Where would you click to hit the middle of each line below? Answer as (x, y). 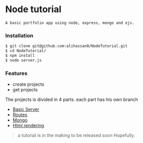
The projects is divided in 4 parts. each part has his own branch (71, 99)
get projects (25, 90)
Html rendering (28, 126)
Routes (20, 115)
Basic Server (26, 110)
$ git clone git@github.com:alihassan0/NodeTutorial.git (66, 46)
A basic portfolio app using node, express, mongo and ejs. (70, 23)
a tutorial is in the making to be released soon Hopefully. (76, 135)
